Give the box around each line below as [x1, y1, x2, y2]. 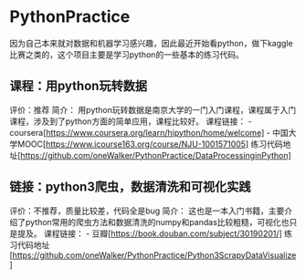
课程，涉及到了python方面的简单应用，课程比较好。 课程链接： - [9, 116, 253, 127]
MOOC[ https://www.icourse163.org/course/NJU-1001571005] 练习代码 [16, 139, 283, 150]
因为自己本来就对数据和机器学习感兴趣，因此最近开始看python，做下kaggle [9, 37, 294, 48]
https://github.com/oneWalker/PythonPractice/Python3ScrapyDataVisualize [12, 249, 297, 261]
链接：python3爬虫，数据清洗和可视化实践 [9, 180, 251, 195]
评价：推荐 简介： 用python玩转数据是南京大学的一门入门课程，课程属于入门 [9, 104, 297, 115]
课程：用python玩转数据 [9, 78, 148, 94]
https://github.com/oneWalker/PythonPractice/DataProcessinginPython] [20, 150, 292, 160]
